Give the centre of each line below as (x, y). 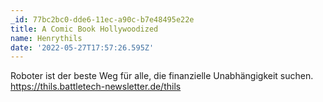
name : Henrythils (46, 38)
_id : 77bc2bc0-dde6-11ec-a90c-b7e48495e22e (102, 19)
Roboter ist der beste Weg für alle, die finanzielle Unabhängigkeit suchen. (162, 76)
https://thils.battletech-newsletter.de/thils (96, 87)
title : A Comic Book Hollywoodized (84, 29)
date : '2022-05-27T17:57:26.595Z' (82, 47)
